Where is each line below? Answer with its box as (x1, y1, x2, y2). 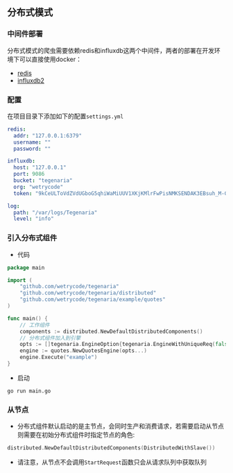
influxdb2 (17, 76, 45, 85)
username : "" (13, 138, 51, 146)
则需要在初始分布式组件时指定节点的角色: (17, 431, 135, 439)
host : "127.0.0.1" (13, 164, 67, 172)
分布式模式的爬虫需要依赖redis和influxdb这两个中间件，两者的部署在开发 (7, 46, 215, 54)
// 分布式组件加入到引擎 (19, 334, 81, 342)
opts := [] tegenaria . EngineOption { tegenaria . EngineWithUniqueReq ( (19, 341, 216, 348)
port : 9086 (13, 171, 45, 178)
